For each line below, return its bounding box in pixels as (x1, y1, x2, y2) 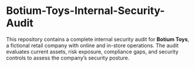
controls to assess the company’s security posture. (6, 54, 130, 61)
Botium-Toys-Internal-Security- (6, 4, 165, 17)
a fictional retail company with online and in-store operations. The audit (6, 42, 179, 49)
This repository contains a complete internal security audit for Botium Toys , (6, 36, 190, 43)
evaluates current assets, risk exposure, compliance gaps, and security (6, 48, 179, 55)
